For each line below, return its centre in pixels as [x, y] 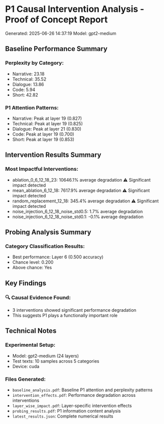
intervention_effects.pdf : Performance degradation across [74, 395]
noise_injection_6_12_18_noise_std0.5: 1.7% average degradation [77, 211]
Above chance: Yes [32, 268]
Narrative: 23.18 [28, 74]
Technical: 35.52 [29, 79]
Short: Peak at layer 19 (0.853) [43, 139]
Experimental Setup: [30, 345]
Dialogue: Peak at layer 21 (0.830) [47, 129]
